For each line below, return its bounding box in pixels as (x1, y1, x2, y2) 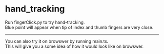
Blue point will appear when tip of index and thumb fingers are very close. (5, 24, 154, 30)
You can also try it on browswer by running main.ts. (5, 38, 108, 44)
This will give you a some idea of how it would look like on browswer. (5, 43, 144, 49)
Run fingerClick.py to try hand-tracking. (5, 19, 85, 25)
